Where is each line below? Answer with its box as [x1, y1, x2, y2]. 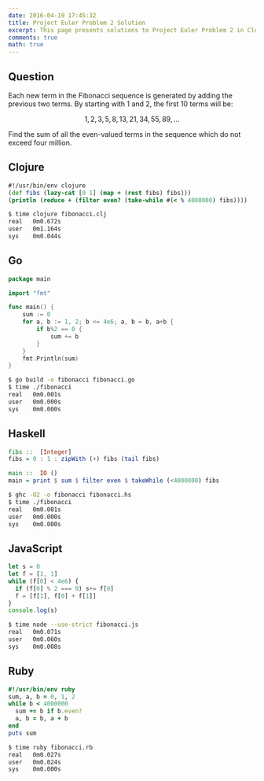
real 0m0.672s [8, 218, 61, 226]
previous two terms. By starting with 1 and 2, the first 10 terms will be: [8, 99, 233, 109]
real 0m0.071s [8, 628, 61, 636]
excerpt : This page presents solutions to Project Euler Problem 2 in [8, 26, 244, 34]
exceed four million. [8, 138, 72, 147]
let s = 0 [8, 563, 41, 571]
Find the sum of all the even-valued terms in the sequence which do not [8, 129, 241, 138]
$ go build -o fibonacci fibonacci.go [8, 376, 135, 384]
